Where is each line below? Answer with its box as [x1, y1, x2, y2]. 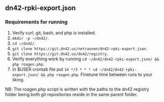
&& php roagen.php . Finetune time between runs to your [41, 71, 153, 77]
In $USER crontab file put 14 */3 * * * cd [12, 66, 98, 72]
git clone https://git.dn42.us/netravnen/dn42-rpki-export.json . [12, 45, 148, 51]
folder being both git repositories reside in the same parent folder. [5, 91, 138, 97]
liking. [12, 76, 24, 82]
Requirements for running [5, 19, 68, 25]
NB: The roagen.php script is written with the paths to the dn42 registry [5, 86, 149, 92]
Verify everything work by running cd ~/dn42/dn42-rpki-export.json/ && [12, 56, 159, 62]
